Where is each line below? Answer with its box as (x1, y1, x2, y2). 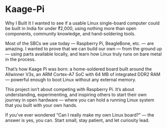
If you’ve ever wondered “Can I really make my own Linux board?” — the (5, 111, 155, 118)
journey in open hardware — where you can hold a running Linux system (5, 96, 155, 103)
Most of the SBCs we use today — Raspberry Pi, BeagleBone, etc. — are (5, 40, 154, 46)
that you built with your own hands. (5, 102, 78, 108)
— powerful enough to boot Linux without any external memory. (5, 76, 137, 82)
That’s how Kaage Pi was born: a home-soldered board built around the (5, 66, 152, 72)
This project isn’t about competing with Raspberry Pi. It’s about (5, 86, 135, 92)
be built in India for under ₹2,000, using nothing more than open (5, 25, 137, 31)
